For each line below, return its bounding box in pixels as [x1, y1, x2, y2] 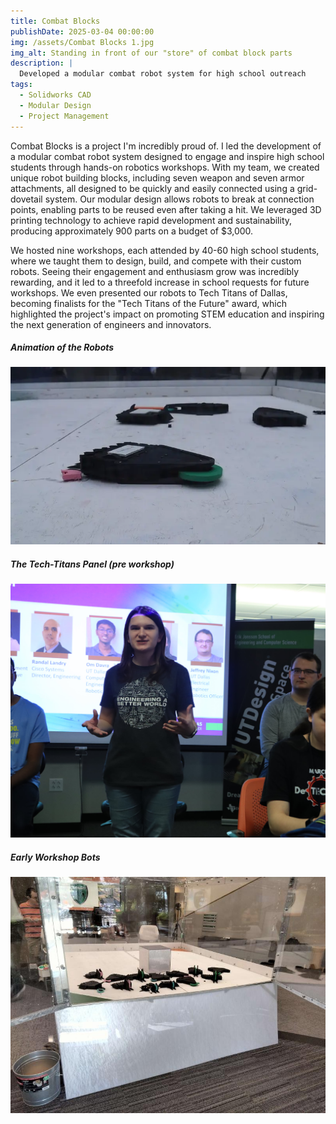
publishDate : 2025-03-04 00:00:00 [10, 26, 155, 37]
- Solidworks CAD [19, 90, 92, 100]
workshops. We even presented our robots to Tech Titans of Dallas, [10, 286, 288, 299]
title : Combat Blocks [10, 16, 101, 26]
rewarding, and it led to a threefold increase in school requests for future [10, 276, 310, 288]
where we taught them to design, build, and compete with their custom [10, 255, 302, 267]
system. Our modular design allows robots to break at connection [44, 193, 315, 205]
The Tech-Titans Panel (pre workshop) [10, 558, 175, 570]
